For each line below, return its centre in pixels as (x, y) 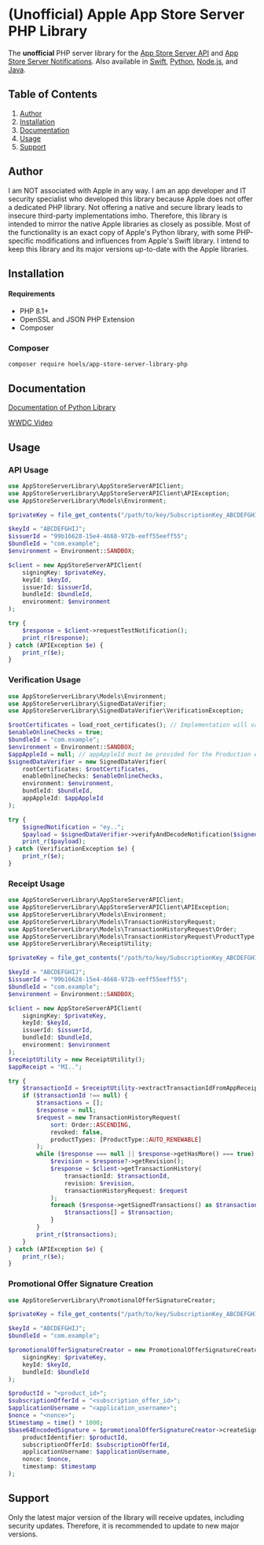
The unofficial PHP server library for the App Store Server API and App (123, 53)
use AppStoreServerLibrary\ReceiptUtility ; (81, 944)
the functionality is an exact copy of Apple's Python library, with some (121, 232)
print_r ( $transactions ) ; (77, 1234)
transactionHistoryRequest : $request (126, 1190)
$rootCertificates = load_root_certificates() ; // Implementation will (128, 725)
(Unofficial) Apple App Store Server (126, 15)
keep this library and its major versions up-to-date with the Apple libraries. (128, 248)
